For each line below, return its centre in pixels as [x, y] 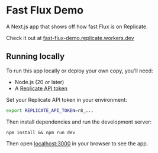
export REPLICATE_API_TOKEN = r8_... [50, 110]
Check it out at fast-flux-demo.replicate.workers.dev [70, 38]
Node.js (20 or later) [39, 82]
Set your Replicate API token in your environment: [67, 99]
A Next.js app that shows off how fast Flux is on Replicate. [77, 26]
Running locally [36, 56]
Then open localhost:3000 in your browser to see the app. [77, 143]
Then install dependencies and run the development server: [79, 122]
